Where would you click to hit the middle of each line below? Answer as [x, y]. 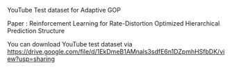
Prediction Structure [36, 31]
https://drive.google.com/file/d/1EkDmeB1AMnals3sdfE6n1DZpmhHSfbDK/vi [116, 52]
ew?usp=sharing [31, 59]
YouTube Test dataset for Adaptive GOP [64, 10]
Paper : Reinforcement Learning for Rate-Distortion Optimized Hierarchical [114, 23]
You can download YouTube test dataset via [70, 44]
